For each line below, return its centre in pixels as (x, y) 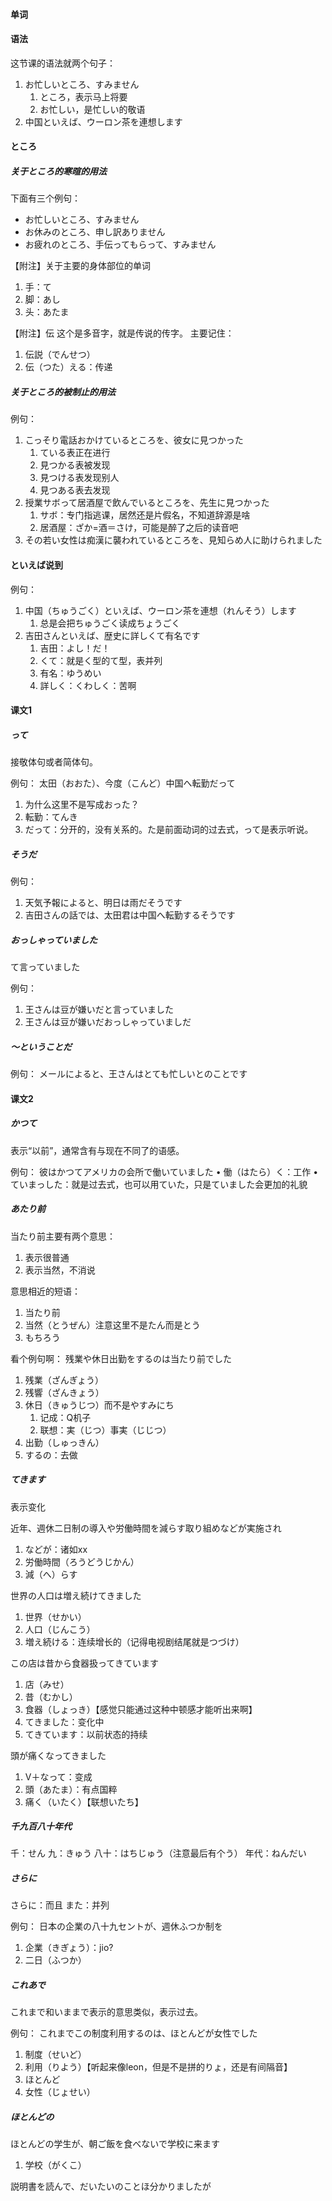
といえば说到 (36, 565)
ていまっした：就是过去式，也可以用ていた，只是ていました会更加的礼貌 (159, 1184)
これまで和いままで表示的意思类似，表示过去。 (106, 2012)
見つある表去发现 (75, 490)
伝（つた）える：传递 (68, 367)
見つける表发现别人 (79, 478)
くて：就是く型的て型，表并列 (101, 660)
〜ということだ (41, 1046)
